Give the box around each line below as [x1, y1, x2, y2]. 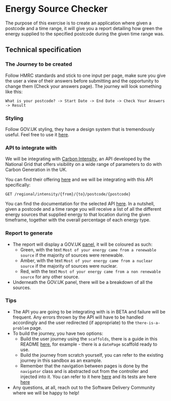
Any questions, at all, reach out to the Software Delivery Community [12, 384, 155, 390]
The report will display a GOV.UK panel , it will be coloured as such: [12, 241, 153, 247]
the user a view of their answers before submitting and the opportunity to [5, 77, 159, 84]
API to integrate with [5, 144, 57, 151]
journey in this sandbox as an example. [20, 357, 102, 363]
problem [12, 326, 29, 331]
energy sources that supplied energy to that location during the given [5, 212, 151, 218]
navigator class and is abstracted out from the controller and [20, 368, 149, 374]
